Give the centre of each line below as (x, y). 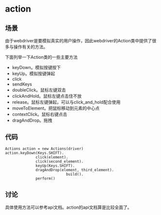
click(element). (52, 157)
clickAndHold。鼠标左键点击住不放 (47, 96)
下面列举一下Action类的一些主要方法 (41, 57)
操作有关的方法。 (30, 47)
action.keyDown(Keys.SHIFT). (35, 153)
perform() (45, 179)
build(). (75, 174)
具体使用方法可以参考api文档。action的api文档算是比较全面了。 (69, 207)
